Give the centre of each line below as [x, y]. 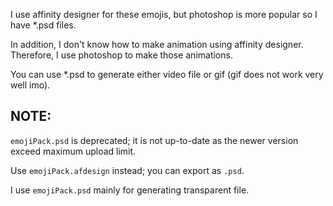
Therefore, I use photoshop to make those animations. [121, 55]
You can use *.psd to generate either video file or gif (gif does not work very [167, 74]
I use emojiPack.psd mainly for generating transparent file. [130, 190]
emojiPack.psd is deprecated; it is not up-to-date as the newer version [154, 140]
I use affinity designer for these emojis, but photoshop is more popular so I [164, 14]
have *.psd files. [43, 25]
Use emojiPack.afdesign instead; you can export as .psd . [127, 170]
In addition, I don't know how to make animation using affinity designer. [157, 44]
